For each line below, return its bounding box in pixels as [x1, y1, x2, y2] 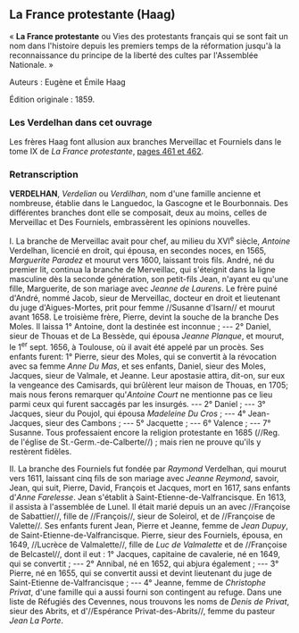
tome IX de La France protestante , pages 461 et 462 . [9, 146, 204, 157]
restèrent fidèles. [9, 446, 72, 456]
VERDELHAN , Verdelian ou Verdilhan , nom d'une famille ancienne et [9, 188, 262, 199]
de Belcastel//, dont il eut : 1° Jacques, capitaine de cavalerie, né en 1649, [9, 548, 281, 559]
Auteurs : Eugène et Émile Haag [9, 76, 127, 87]
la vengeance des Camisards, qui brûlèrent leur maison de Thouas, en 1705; [9, 379, 288, 390]
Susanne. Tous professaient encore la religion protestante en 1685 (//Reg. [9, 427, 280, 437]
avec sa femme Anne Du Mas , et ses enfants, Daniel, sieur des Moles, [9, 361, 266, 371]
